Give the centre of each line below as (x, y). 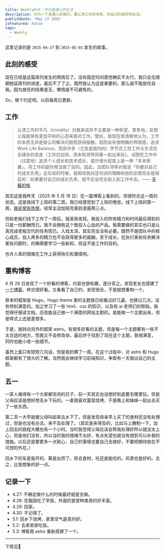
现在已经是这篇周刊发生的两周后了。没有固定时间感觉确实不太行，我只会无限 (82, 77)
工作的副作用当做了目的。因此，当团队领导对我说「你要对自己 (95, 167)
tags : (11, 28)
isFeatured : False (24, 23)
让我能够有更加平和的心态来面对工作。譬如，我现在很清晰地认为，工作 (88, 136)
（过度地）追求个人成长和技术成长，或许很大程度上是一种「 (77, 160)
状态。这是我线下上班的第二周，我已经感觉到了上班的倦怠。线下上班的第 (78, 202)
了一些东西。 (18, 406)
